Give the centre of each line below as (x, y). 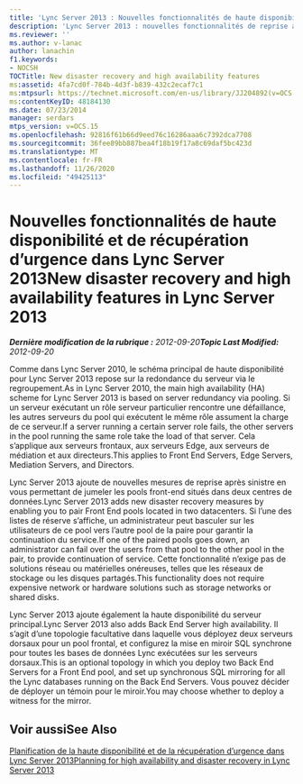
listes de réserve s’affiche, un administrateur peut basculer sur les (132, 521)
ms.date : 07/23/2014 (48, 110)
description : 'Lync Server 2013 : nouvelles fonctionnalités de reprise (149, 26)
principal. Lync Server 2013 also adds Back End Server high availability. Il (144, 624)
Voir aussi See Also (63, 729)
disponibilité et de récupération (129, 241)
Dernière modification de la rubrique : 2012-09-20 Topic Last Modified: (144, 342)
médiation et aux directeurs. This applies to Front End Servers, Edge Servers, (151, 455)
